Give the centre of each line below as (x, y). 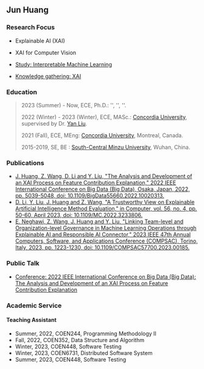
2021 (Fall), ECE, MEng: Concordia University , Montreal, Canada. (102, 135)
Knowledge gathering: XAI (48, 76)
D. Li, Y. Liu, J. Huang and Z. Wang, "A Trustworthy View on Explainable (105, 202)
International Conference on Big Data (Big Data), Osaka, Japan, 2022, (102, 189)
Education (22, 92)
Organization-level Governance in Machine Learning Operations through (106, 228)
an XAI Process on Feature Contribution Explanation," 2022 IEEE (96, 183)
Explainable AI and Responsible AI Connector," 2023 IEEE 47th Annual (103, 235)
